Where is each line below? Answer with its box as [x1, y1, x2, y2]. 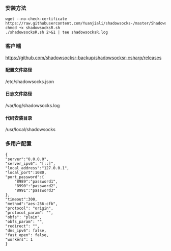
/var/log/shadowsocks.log [5, 103, 60, 108]
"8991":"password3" [14, 188, 56, 193]
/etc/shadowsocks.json [5, 78, 54, 85]
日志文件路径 [5, 91, 32, 97]
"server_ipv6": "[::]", [5, 161, 56, 166]
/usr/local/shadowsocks [5, 127, 56, 133]
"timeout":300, [5, 196, 38, 202]
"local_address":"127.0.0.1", [5, 165, 70, 170]
